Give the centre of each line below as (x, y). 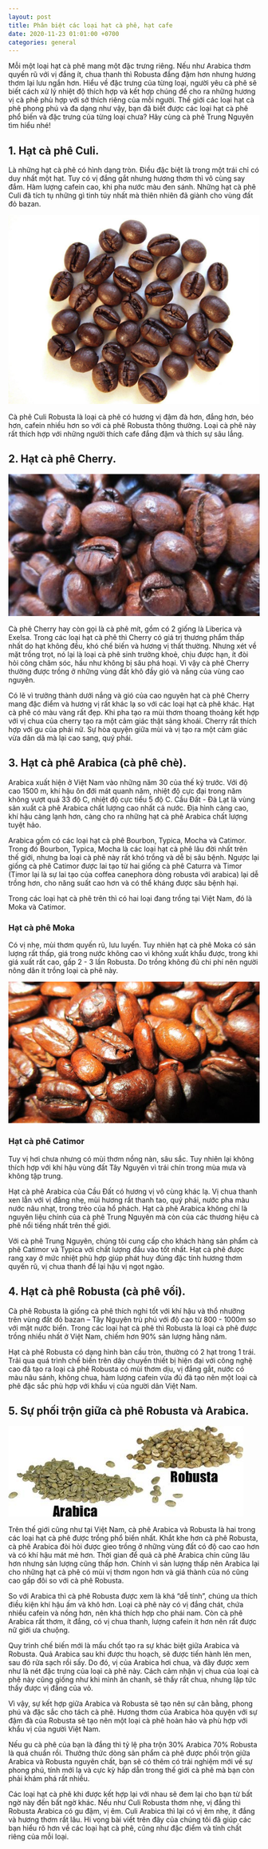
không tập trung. (36, 1175)
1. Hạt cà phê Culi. (54, 151)
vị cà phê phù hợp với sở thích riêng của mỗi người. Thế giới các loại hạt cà (132, 100)
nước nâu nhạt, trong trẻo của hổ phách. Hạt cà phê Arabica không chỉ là (128, 1208)
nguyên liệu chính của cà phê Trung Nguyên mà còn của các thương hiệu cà (134, 1217)
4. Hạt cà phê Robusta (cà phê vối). (97, 1292)
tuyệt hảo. (25, 825)
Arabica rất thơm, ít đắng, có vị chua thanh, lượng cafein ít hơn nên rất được (132, 1622)
